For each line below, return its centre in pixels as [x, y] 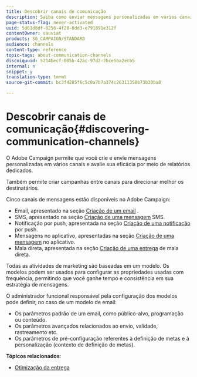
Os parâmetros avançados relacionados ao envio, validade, [86, 326]
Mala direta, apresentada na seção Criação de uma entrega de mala [96, 248]
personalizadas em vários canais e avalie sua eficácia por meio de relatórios [98, 164]
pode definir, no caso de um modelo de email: [62, 302]
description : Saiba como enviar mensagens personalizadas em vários [91, 17]
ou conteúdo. [30, 319]
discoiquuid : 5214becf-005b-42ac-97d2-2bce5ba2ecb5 [70, 60]
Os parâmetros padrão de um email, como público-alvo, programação [99, 313]
